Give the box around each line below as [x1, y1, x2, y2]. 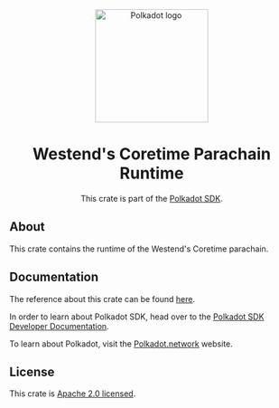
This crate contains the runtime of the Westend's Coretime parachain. [9, 243, 269, 254]
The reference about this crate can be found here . [9, 293, 196, 304]
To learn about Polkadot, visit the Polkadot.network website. [9, 338, 233, 349]
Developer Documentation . [9, 320, 110, 331]
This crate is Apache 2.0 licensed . [9, 388, 136, 399]
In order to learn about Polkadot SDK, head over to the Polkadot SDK [9, 311, 265, 322]
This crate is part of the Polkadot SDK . [80, 193, 223, 204]
